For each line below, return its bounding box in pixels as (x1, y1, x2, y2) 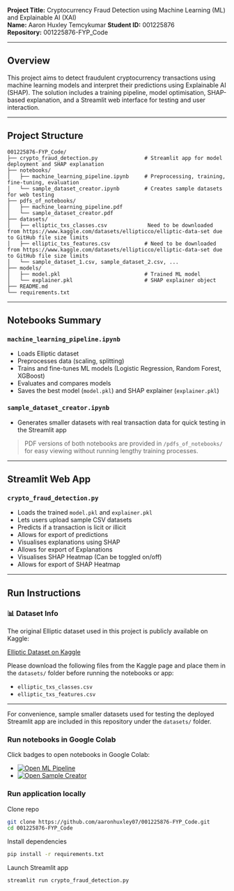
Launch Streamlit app (7, 864, 68, 872)
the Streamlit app (17, 425, 68, 434)
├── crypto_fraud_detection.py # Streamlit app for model (7, 154, 223, 161)
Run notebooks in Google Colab (7, 735, 116, 744)
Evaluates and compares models (17, 379, 111, 388)
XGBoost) (17, 371, 45, 380)
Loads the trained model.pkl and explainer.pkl (17, 508, 153, 517)
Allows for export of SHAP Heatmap (17, 560, 120, 568)
